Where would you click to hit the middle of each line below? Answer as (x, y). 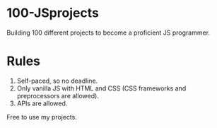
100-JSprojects (53, 13)
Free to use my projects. (42, 117)
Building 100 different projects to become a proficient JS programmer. (108, 33)
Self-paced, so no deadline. (57, 81)
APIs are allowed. (42, 103)
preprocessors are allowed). (58, 95)
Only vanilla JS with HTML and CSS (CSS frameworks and (101, 88)
